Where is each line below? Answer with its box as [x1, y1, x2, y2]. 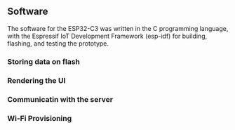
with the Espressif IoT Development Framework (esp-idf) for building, [7, 32, 208, 40]
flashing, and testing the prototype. [7, 39, 109, 48]
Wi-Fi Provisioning [7, 113, 72, 123]
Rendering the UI [7, 75, 66, 85]
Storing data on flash [7, 56, 81, 66]
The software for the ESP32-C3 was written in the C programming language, [7, 24, 229, 32]
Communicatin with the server [7, 94, 114, 104]
